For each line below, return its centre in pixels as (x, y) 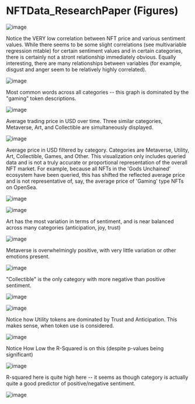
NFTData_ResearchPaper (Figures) (92, 11)
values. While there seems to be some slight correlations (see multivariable (96, 44)
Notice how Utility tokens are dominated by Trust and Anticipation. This (92, 319)
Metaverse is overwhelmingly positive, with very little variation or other (91, 250)
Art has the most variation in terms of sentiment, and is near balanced (90, 221)
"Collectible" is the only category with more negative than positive (86, 279)
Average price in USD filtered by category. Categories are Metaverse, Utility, (98, 150)
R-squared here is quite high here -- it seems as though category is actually (97, 377)
